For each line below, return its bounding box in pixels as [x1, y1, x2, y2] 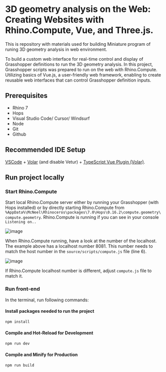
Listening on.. [5, 220, 37, 225]
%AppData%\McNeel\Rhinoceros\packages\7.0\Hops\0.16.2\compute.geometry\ [5, 210, 162, 215]
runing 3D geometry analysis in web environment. [5, 46, 107, 52]
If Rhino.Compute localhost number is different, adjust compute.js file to [5, 268, 152, 274]
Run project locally [5, 173, 65, 182]
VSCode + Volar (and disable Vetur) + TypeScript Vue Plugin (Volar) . [5, 159, 146, 165]
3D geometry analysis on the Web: [5, 3, 151, 15]
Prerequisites [5, 92, 48, 100]
